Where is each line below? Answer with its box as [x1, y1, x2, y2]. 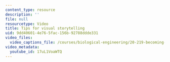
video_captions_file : [10, 40, 56, 45]
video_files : [5, 35, 33, 40]
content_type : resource [5, 7, 56, 12]
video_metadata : [5, 44, 39, 49]
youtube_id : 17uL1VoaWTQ [10, 49, 62, 54]
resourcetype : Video [5, 21, 49, 26]
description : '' [5, 12, 39, 17]
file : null [5, 16, 28, 21]
